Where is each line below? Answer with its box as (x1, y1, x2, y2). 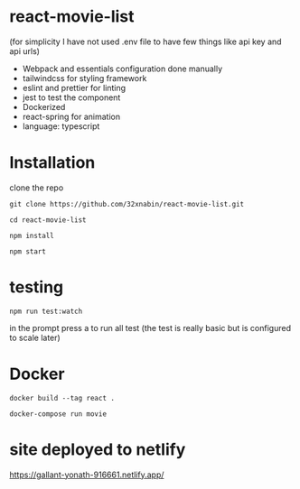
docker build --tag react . (9, 393, 116, 402)
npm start (9, 246, 47, 256)
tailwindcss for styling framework (22, 72, 147, 83)
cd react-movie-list (9, 215, 88, 225)
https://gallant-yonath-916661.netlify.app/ (9, 469, 164, 480)
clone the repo (9, 182, 64, 193)
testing (9, 277, 64, 298)
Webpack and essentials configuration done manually (22, 63, 223, 74)
